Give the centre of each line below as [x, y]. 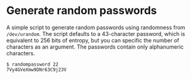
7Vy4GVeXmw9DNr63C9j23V [37, 70]
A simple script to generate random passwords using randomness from [96, 27]
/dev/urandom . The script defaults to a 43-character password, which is [96, 33]
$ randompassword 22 [33, 64]
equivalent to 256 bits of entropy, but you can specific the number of [93, 40]
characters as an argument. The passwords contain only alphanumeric [95, 47]
